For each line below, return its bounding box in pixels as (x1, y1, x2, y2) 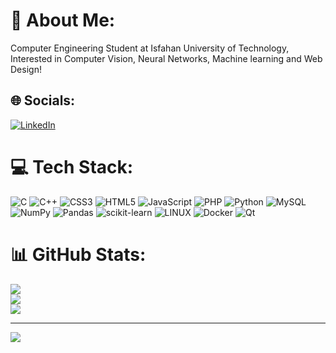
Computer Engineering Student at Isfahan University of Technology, (10, 42, 290, 54)
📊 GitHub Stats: (10, 243, 147, 266)
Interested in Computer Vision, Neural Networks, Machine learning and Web (10, 52, 323, 64)
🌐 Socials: (10, 92, 76, 109)
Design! (10, 63, 42, 75)
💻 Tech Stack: (10, 155, 134, 178)
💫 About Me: (10, 9, 116, 32)
